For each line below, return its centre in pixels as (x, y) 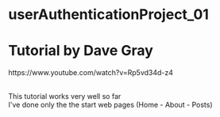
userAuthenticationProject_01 (108, 15)
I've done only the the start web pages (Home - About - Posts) (110, 105)
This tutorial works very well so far (65, 96)
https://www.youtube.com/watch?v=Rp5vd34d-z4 (91, 73)
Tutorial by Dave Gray (81, 51)
